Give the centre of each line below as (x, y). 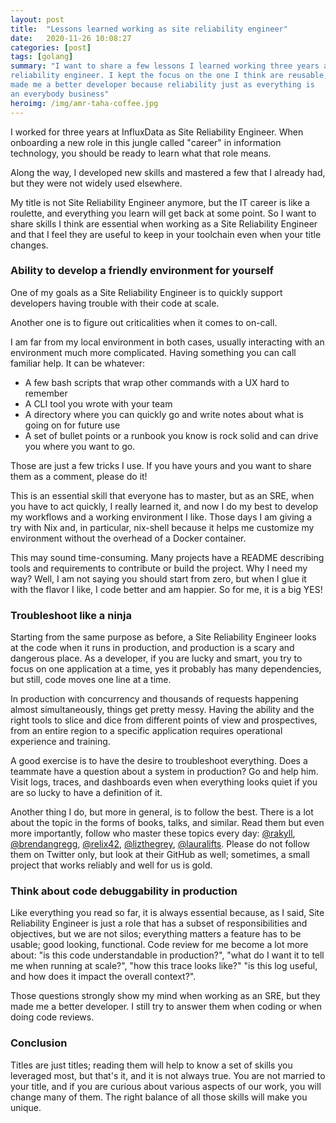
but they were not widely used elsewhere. (96, 183)
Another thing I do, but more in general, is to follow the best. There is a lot (162, 812)
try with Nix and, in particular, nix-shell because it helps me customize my (162, 527)
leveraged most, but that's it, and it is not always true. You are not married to (168, 1075)
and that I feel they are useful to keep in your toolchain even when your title (166, 234)
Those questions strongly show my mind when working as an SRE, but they (165, 996)
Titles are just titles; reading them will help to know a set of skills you (151, 1065)
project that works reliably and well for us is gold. (111, 865)
